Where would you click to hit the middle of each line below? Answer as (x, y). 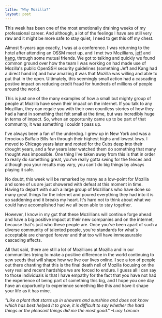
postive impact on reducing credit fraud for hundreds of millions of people (79, 84)
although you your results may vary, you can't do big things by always (75, 164)
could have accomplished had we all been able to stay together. (68, 205)
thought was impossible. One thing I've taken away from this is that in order (80, 154)
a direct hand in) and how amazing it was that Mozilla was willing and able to (81, 73)
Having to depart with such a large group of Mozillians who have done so (78, 189)
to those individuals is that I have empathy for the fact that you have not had (81, 275)
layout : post (18, 14)
